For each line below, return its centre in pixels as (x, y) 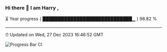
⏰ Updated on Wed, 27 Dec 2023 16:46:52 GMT (54, 35)
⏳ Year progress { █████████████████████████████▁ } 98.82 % (81, 19)
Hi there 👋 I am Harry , (32, 8)
